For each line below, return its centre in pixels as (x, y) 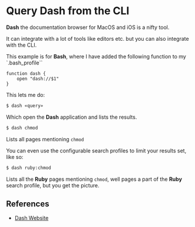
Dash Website (32, 218)
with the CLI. (22, 45)
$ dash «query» (25, 106)
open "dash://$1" (38, 79)
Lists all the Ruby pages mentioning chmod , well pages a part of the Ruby (94, 179)
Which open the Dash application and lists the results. (72, 117)
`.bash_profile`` (24, 63)
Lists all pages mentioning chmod (45, 139)
